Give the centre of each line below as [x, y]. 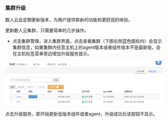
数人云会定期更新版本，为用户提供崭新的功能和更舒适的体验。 [69, 20]
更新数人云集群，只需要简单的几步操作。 [47, 31]
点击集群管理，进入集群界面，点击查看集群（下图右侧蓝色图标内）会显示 [87, 41]
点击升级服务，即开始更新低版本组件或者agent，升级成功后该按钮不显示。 [81, 113]
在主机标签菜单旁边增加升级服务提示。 [52, 54]
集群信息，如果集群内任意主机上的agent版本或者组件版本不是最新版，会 [87, 47]
